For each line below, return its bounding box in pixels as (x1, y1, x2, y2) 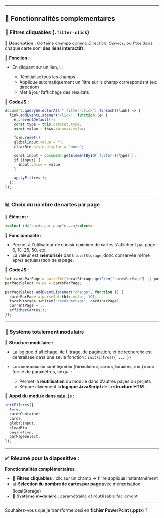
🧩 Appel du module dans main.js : (5, 393, 75, 399)
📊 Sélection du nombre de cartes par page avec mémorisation (12, 481, 141, 487)
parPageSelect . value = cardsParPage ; (5, 281, 82, 286)
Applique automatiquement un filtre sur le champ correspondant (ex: (19, 79, 158, 85)
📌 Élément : (5, 214, 29, 220)
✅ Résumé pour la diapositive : (5, 455, 79, 462)
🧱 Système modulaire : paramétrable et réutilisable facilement (12, 493, 138, 499)
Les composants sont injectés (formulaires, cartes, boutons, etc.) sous (12, 364, 154, 369)
